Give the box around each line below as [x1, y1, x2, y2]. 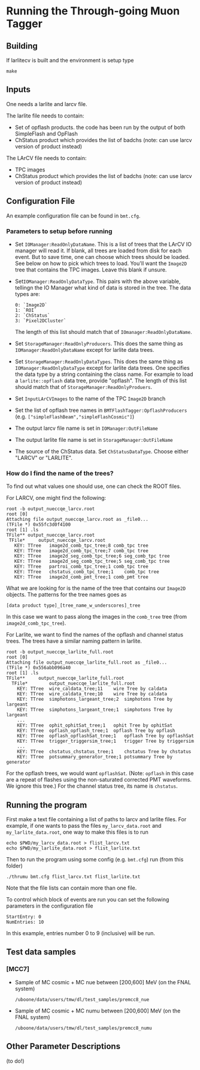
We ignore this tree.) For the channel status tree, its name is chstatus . [6, 782, 178, 789]
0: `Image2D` [14, 302, 48, 308]
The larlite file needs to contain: [6, 112, 84, 119]
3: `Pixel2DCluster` [14, 318, 66, 324]
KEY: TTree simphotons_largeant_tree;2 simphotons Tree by [17, 697, 172, 703]
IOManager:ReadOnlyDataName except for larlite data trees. [14, 346, 154, 353]
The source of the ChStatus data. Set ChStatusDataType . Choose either [14, 448, 189, 455]
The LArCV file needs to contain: [6, 154, 87, 161]
